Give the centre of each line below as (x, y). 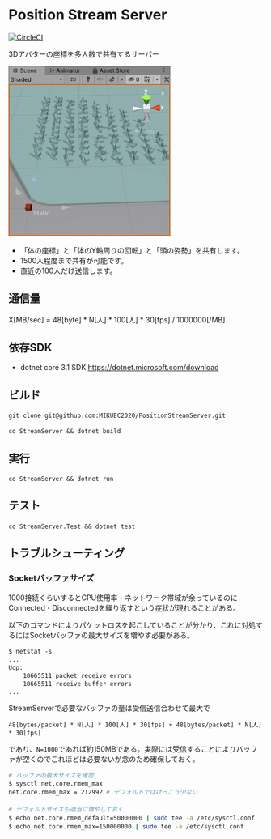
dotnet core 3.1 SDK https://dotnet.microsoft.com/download (119, 368)
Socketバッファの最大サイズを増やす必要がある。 (112, 635)
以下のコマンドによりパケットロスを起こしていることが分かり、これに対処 (132, 624)
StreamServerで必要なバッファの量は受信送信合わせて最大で (109, 708)
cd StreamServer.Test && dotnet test (72, 526)
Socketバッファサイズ (51, 578)
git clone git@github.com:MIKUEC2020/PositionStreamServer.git (117, 416)
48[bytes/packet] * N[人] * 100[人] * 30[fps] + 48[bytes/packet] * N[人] (135, 725)
